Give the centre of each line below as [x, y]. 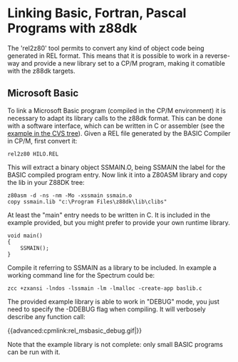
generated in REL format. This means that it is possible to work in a [105, 56]
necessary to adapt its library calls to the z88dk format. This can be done [115, 118]
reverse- [217, 56]
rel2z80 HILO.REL [33, 154]
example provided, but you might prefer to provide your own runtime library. [119, 222]
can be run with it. [34, 352]
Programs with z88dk [72, 28]
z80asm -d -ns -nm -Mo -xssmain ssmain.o [70, 195]
